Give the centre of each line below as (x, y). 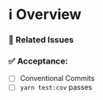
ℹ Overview (45, 15)
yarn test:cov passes (56, 87)
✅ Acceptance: (38, 61)
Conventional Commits (57, 79)
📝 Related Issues (41, 40)
